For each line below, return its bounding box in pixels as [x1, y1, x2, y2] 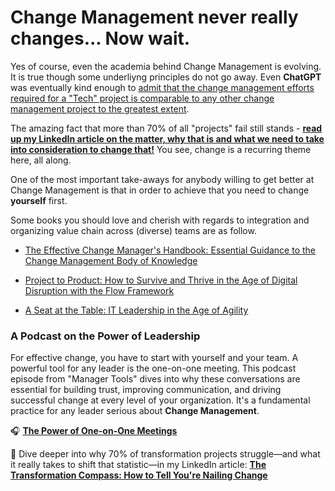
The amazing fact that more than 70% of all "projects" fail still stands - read [10, 122, 323, 134]
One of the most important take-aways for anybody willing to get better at [10, 173, 315, 185]
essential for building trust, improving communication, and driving [10, 384, 282, 396]
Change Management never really [10, 6, 299, 29]
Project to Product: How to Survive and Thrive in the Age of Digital [24, 274, 298, 286]
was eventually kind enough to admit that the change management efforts [10, 81, 315, 93]
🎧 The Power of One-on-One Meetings [10, 425, 178, 437]
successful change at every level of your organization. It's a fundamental [10, 394, 311, 406]
